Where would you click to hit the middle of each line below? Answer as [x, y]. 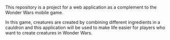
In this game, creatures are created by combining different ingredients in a [83, 22]
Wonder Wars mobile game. [34, 12]
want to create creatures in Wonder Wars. [49, 33]
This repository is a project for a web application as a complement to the [81, 7]
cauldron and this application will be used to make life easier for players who [85, 27]
